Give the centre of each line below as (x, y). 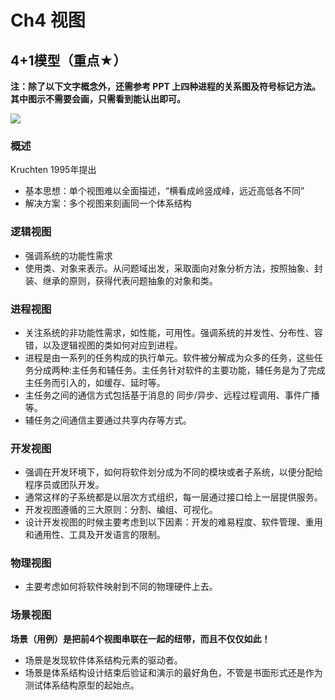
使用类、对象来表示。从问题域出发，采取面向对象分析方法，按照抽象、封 (173, 268)
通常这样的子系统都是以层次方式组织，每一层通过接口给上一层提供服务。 (173, 497)
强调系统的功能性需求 (68, 255)
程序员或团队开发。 (64, 485)
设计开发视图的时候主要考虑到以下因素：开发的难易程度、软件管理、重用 (173, 522)
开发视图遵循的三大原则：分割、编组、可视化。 (121, 510)
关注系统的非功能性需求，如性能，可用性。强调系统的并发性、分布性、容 (173, 332)
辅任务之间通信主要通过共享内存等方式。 (108, 420)
